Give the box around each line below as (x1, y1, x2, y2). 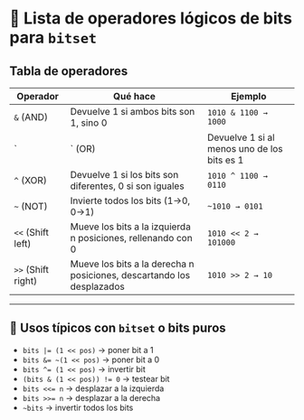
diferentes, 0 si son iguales (70, 180, 185, 192)
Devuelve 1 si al (207, 131, 275, 144)
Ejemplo (230, 90, 267, 102)
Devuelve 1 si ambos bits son (70, 106, 195, 117)
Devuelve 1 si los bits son (70, 169, 179, 181)
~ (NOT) (14, 201, 48, 212)
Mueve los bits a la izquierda (70, 220, 192, 233)
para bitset (9, 27, 98, 48)
